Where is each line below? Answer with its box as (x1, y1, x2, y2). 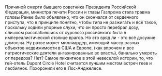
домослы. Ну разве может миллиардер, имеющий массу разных (5, 40, 140, 45)
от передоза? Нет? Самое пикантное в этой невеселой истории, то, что (5, 55, 153, 61)
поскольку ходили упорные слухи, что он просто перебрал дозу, (5, 25, 139, 30)
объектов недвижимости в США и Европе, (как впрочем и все (5, 45, 134, 51)
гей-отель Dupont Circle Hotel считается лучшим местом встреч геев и (5, 60, 152, 66)
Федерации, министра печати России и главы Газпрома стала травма (5, 9, 150, 15)
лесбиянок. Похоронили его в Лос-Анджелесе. (5, 65, 103, 71)
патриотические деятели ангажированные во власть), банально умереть (5, 50, 157, 56)
